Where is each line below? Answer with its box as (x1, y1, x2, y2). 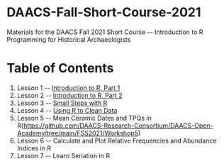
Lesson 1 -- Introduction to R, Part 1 (16, 83, 121, 92)
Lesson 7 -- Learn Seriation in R (16, 151, 111, 160)
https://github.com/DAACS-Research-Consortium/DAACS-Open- (23, 121, 213, 130)
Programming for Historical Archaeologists (6, 35, 131, 43)
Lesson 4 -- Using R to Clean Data (16, 106, 118, 114)
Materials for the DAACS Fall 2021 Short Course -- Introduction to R (6, 28, 203, 36)
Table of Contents (6, 60, 114, 77)
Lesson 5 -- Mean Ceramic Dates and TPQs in (16, 114, 152, 122)
